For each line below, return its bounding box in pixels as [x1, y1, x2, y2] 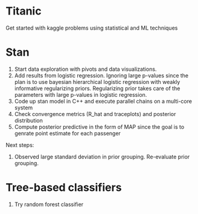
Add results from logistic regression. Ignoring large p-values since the [14, 71, 189, 79]
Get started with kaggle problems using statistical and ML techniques [5, 24, 178, 31]
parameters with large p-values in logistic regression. [14, 91, 147, 98]
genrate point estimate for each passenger [14, 129, 121, 137]
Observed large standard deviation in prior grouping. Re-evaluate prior [14, 153, 190, 160]
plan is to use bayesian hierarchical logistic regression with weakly [14, 78, 180, 85]
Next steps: [5, 141, 34, 149]
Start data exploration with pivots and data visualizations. [14, 65, 157, 73]
